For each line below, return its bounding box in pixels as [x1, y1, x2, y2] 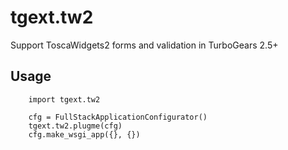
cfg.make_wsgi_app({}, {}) [28, 129, 141, 140]
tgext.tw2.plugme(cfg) [28, 121, 123, 131]
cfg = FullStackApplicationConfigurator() [28, 112, 208, 122]
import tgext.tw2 [28, 94, 101, 105]
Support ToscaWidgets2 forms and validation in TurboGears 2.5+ [10, 39, 279, 51]
